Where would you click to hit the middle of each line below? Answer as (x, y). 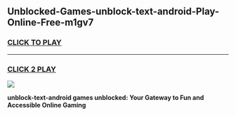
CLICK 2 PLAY (32, 69)
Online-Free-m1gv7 (51, 23)
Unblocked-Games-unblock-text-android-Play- (113, 12)
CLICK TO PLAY (34, 43)
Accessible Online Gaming (47, 105)
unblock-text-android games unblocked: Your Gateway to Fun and (106, 97)
